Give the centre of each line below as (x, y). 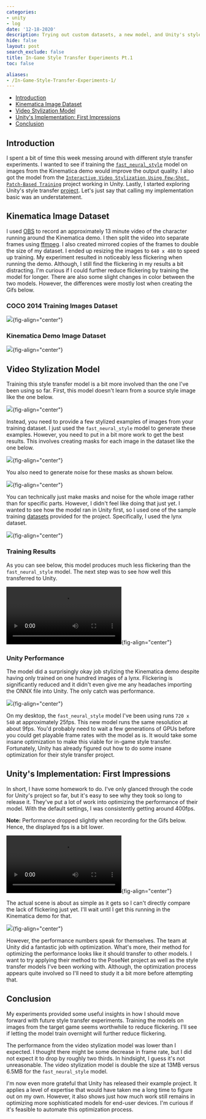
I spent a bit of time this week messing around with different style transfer (100, 158)
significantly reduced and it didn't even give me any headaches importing (99, 684)
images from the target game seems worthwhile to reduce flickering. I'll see (102, 1027)
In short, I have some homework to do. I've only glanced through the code (100, 789)
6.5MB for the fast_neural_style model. (57, 1071)
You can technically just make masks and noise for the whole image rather (100, 497)
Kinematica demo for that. (39, 916)
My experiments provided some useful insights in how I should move (93, 1013)
